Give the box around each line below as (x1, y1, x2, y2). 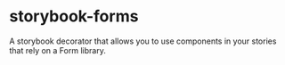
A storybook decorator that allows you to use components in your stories (9, 36, 277, 46)
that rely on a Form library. (9, 45, 107, 55)
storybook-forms (9, 6, 139, 27)
